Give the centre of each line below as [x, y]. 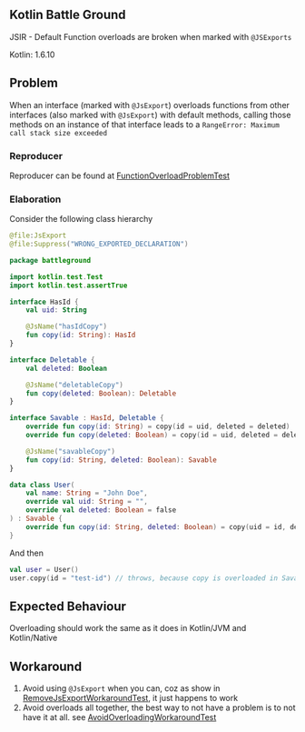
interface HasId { [44, 302]
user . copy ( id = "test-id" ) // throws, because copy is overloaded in [144, 578]
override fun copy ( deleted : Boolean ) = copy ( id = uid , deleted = [152, 436]
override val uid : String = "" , [87, 502]
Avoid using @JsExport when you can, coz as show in [121, 688]
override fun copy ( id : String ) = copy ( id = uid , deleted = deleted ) [158, 426]
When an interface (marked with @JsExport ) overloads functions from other [150, 105]
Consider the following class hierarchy [81, 219]
